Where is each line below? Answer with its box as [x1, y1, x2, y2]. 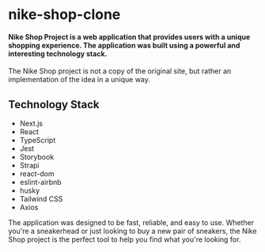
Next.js [19, 118, 44, 128]
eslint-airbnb [19, 178, 62, 187]
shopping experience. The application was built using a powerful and [8, 40, 240, 50]
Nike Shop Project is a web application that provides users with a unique [8, 32, 251, 41]
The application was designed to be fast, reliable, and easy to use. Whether [8, 218, 255, 228]
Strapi [19, 160, 40, 171]
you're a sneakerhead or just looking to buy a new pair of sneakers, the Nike [8, 227, 257, 236]
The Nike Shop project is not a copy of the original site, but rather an [8, 66, 232, 76]
